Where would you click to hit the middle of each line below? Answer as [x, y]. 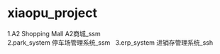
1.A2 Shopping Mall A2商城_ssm [54, 33]
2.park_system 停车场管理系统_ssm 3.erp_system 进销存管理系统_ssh [110, 42]
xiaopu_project [53, 13]
